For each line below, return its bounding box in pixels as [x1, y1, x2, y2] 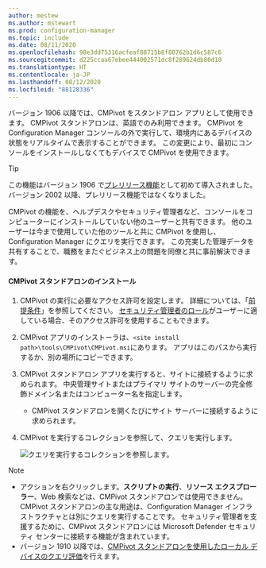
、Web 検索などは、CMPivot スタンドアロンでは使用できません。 [33, 492, 248, 501]
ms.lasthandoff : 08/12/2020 [8, 78, 102, 86]
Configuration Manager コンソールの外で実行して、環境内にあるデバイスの [8, 128, 253, 137]
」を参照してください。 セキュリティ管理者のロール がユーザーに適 [40, 305, 258, 315]
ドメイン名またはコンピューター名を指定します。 [26, 388, 187, 398]
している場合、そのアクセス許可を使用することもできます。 [19, 315, 214, 325]
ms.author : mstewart [8, 19, 77, 27]
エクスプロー [214, 481, 256, 491]
